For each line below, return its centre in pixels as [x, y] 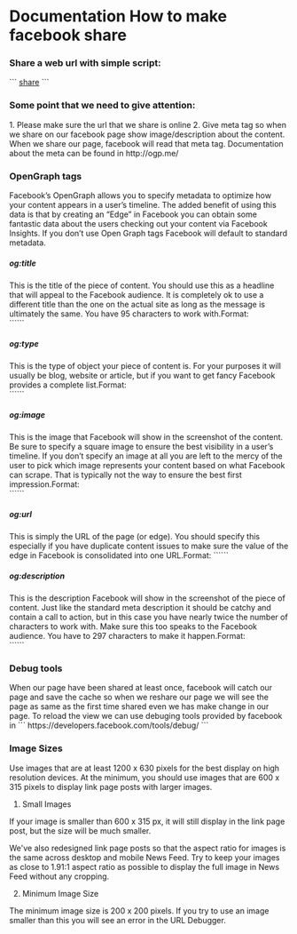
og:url [21, 514]
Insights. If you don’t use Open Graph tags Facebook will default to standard [148, 234]
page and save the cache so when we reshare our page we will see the [139, 697]
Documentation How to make [118, 16]
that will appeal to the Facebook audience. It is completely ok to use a [137, 295]
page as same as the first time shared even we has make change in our [139, 706]
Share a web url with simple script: [85, 63]
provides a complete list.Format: [68, 385]
